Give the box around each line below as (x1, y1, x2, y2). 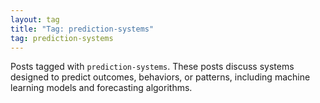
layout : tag (10, 14, 60, 25)
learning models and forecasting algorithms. (10, 82, 193, 94)
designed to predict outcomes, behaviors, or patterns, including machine (10, 71, 311, 83)
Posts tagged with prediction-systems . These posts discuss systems (10, 61, 295, 73)
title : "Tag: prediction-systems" (10, 24, 155, 34)
